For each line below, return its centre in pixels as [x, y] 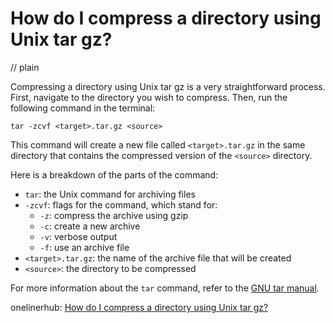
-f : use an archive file [84, 247]
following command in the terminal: [83, 108]
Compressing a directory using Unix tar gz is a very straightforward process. [168, 86]
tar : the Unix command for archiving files [110, 194]
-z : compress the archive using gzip [114, 215]
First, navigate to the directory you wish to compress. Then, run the [149, 97]
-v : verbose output [78, 236]
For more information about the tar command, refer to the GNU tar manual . [165, 288]
